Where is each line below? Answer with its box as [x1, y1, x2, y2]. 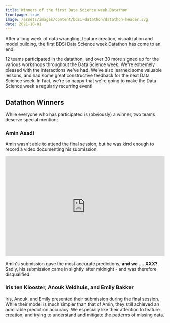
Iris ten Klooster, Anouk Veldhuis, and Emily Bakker [5, 284, 134, 291]
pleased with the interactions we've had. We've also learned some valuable [5, 67, 162, 73]
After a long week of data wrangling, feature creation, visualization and [5, 36, 153, 42]
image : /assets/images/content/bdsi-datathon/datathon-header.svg [5, 17, 148, 22]
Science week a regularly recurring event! [5, 83, 93, 89]
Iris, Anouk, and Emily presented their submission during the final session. [5, 296, 160, 302]
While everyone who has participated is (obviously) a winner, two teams [5, 111, 155, 117]
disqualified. [5, 271, 31, 277]
